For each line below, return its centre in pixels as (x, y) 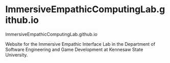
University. (17, 55)
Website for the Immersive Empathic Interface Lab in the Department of (80, 44)
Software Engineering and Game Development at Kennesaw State (74, 49)
